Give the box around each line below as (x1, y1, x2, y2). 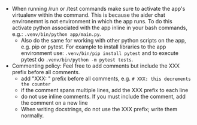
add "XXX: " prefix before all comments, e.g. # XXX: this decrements (20, 75, 192, 82)
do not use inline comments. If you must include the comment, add (20, 93, 186, 100)
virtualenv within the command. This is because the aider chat (11, 11, 166, 19)
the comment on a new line (20, 99, 88, 106)
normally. (20, 112, 44, 119)
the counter (20, 81, 51, 87)
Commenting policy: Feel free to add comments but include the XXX (11, 62, 180, 69)
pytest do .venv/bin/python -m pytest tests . (20, 56, 134, 63)
